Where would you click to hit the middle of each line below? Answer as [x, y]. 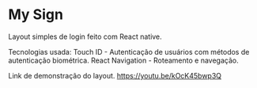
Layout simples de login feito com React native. [85, 36]
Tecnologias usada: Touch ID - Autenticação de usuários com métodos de [129, 52]
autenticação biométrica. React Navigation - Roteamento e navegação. [123, 60]
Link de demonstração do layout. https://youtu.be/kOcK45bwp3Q [115, 75]
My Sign [36, 15]
